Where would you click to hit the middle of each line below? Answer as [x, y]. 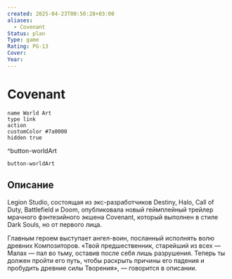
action [17, 125]
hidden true [25, 138]
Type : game [23, 40]
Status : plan [26, 33]
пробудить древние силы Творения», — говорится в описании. [102, 268]
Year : [15, 60]
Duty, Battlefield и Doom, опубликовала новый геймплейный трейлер [110, 209]
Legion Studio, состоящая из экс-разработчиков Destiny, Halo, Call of [111, 202]
